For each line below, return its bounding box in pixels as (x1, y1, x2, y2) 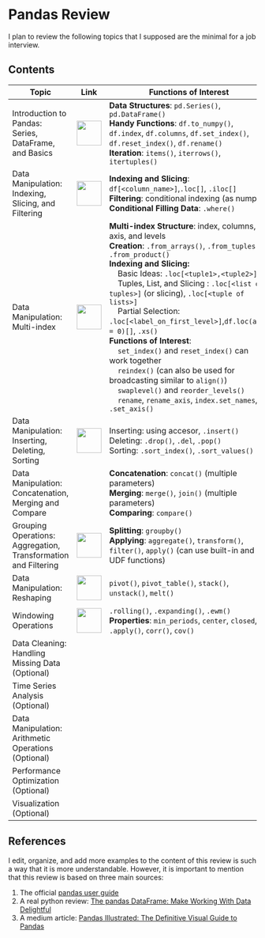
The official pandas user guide (19, 887, 120, 897)
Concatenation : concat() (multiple (109, 467, 238, 478)
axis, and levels (109, 230, 166, 241)
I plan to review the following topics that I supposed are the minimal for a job (8, 32, 256, 41)
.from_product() (109, 250, 170, 259)
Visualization (12, 797, 60, 808)
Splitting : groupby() (109, 524, 183, 535)
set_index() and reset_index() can (118, 345, 249, 356)
